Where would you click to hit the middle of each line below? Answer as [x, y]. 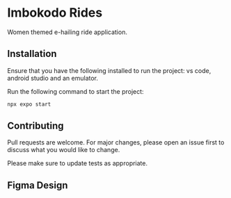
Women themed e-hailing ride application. [67, 32]
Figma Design [38, 185]
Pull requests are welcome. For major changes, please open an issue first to [116, 142]
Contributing [35, 126]
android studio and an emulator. [53, 78]
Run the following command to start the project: [75, 91]
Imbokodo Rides [55, 13]
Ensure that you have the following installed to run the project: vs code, [109, 70]
